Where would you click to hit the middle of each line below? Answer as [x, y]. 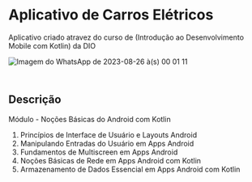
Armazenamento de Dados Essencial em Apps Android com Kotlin [130, 169]
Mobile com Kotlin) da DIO [52, 45]
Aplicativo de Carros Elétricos [111, 15]
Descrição [35, 100]
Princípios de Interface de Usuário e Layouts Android [108, 134]
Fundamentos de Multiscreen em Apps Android [99, 152]
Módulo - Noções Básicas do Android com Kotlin [90, 119]
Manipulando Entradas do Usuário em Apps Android [107, 143]
